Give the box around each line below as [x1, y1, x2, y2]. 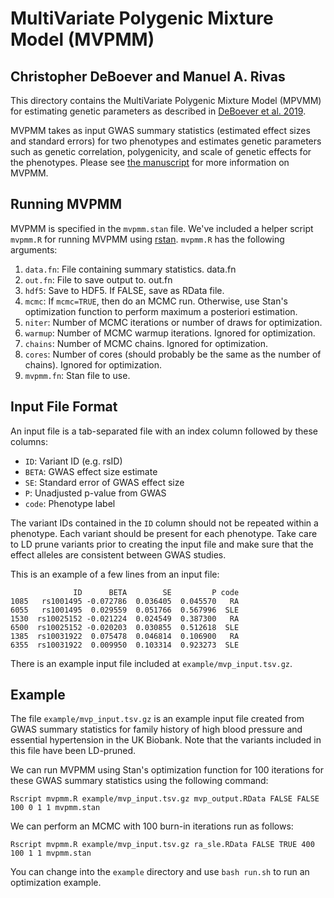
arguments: [10, 243, 58, 256]
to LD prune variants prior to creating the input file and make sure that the [10, 538, 314, 550]
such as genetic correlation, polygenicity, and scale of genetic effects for [10, 146, 312, 157]
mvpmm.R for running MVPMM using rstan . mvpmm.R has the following [10, 233, 285, 245]
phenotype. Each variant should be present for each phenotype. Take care [10, 527, 318, 539]
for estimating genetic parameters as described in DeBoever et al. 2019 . [10, 105, 307, 117]
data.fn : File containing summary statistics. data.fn [24, 263, 237, 275]
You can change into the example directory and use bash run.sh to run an [10, 866, 310, 878]
